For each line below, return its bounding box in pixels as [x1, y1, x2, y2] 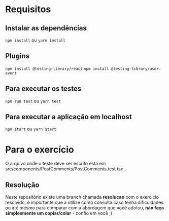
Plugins [5, 52, 30, 60]
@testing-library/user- [111, 66, 161, 71]
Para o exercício [5, 143, 75, 155]
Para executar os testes [5, 85, 82, 93]
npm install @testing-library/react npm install [5, 66, 109, 71]
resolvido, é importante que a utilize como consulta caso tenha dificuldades [5, 199, 164, 206]
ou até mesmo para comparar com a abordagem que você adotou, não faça [5, 205, 164, 211]
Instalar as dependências [5, 24, 87, 32]
